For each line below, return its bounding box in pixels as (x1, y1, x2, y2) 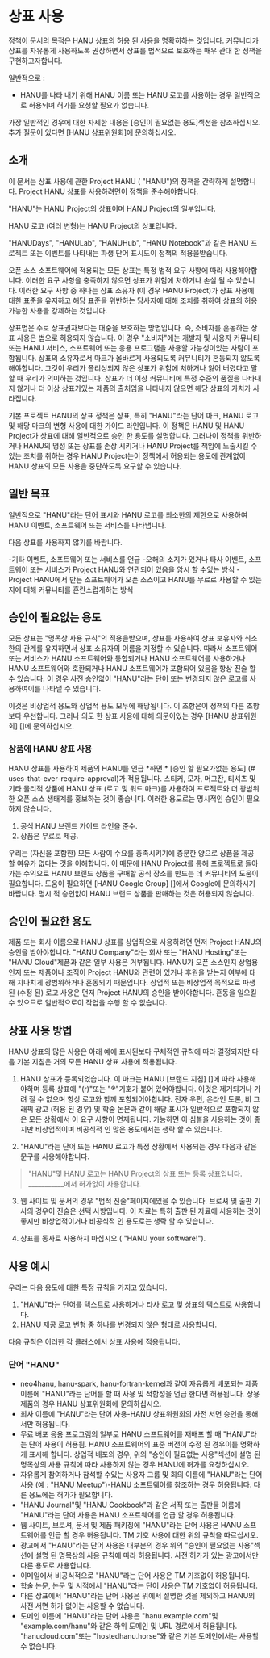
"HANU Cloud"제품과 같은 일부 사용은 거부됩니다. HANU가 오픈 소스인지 (8, 958, 237, 968)
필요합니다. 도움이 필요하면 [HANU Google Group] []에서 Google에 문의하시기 (8, 878, 256, 888)
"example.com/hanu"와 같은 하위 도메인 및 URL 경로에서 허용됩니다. (19, 1621, 238, 1631)
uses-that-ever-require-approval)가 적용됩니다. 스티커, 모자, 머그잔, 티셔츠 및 (8, 773, 256, 783)
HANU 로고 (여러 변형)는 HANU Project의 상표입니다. (8, 220, 177, 230)
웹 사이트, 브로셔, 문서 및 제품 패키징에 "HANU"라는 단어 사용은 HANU (19, 1520, 242, 1530)
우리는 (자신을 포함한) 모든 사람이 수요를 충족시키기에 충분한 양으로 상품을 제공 (8, 848, 255, 858)
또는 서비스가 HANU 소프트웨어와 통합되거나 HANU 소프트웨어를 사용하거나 (8, 653, 246, 663)
